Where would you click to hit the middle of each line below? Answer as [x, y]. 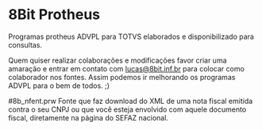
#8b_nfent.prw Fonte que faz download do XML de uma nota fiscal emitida [131, 101]
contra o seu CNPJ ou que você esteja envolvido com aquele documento [127, 109]
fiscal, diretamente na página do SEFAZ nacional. [89, 117]
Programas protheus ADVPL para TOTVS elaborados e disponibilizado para [131, 36]
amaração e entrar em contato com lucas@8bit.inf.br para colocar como [126, 68]
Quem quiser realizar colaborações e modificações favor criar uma [118, 60]
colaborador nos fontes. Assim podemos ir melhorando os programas [122, 77]
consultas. [25, 44]
